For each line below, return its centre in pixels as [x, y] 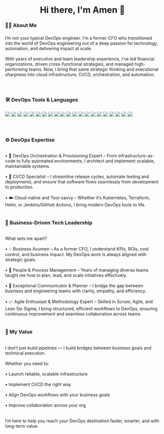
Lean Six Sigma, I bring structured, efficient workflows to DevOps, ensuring [82, 309]
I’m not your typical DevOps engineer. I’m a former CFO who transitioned [79, 38]
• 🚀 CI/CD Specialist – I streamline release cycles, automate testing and [77, 177]
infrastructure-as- [136, 156]
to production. [19, 187]
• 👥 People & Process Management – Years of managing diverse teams [77, 270]
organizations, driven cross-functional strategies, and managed [69, 64]
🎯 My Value [19, 332]
